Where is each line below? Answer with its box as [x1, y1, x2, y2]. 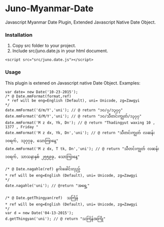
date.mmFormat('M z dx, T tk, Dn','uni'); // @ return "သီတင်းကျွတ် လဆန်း [5, 146, 159, 151]
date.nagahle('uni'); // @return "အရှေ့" [5, 183, 90, 188]
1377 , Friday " [5, 124, 38, 129]
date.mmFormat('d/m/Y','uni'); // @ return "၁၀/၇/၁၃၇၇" [5, 108, 123, 113]
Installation [5, 31, 33, 38]
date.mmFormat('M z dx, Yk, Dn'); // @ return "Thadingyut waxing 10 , [5, 120, 155, 125]
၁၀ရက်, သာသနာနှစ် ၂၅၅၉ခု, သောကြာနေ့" [5, 154, 80, 159]
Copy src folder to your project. [12, 43, 76, 49]
